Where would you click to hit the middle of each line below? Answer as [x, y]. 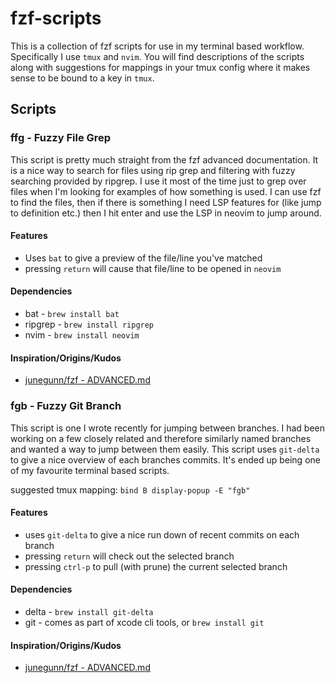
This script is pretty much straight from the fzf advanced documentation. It [164, 159]
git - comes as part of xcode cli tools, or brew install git [144, 622]
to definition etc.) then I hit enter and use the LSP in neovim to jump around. [166, 213]
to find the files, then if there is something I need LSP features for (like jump [166, 202]
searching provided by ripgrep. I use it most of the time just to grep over [158, 181]
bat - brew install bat [72, 314]
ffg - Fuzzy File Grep [61, 138]
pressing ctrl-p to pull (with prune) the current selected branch [156, 566]
